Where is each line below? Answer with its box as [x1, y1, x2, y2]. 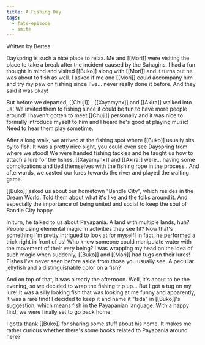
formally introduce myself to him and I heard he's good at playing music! [6, 118, 189, 126]
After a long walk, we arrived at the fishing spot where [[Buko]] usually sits [6, 137, 195, 144]
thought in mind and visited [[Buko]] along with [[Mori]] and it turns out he [6, 68, 193, 75]
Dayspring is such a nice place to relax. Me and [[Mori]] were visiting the [6, 54, 190, 62]
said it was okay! [6, 87, 49, 95]
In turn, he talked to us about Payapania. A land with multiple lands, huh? [6, 219, 190, 226]
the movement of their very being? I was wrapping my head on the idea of [6, 245, 193, 252]
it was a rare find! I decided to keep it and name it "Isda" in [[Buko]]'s [6, 296, 181, 303]
